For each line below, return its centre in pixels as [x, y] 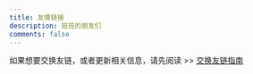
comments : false [39, 34]
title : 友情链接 [37, 17]
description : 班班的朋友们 [55, 26]
